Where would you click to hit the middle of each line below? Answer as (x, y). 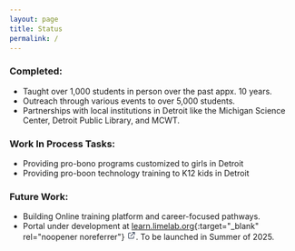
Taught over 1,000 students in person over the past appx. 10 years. (147, 91)
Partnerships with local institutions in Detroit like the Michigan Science (154, 110)
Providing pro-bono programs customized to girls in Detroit (133, 163)
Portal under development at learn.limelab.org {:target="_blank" (141, 226)
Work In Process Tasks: (63, 144)
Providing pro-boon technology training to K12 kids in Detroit (136, 173)
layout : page (34, 19)
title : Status (36, 29)
